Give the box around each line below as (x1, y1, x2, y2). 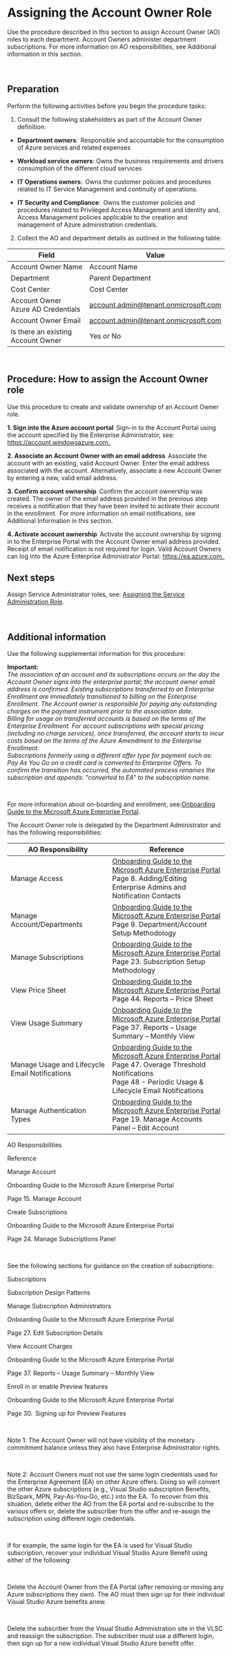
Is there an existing (10, 327, 72, 337)
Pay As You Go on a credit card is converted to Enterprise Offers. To (7, 758, 202, 767)
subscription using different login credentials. (7, 1515, 136, 1523)
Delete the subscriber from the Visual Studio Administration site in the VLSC (7, 1624, 223, 1633)
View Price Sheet (10, 986, 66, 995)
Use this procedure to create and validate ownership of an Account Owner (7, 402, 219, 411)
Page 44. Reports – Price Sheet (112, 994, 213, 1004)
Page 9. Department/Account (112, 920, 207, 930)
